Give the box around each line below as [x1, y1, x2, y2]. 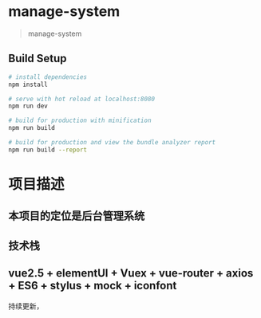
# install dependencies [8, 73, 88, 81]
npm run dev [8, 102, 48, 110]
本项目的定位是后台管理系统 [8, 210, 145, 223]
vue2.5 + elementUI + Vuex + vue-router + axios [8, 266, 254, 281]
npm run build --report [8, 146, 88, 154]
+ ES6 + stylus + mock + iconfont [8, 279, 177, 292]
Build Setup [8, 52, 67, 65]
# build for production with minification [8, 116, 152, 125]
